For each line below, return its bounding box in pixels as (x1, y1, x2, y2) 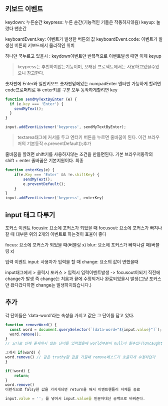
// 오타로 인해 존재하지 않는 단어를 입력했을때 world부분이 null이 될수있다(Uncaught (5, 341, 162, 346)
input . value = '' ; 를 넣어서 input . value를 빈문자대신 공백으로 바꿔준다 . (5, 396, 145, 401)
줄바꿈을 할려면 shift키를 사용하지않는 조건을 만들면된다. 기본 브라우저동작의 (5, 151, 153, 157)
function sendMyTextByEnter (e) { (5, 97, 77, 102)
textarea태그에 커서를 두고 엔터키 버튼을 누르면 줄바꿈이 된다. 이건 (17, 134, 146, 141)
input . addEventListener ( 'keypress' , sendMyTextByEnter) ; (5, 124, 126, 129)
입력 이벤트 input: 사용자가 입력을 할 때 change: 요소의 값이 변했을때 (5, 259, 138, 264)
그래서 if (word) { (5, 350, 40, 355)
